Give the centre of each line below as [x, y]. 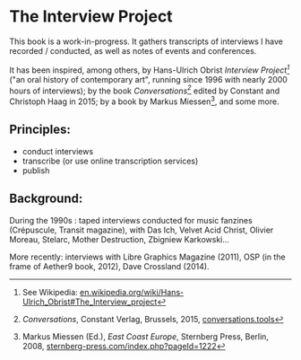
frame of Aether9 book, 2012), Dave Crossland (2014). [109, 266]
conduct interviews [58, 151]
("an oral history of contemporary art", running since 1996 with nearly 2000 [149, 79]
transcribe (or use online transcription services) [110, 161]
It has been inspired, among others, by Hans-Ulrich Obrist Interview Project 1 [150, 69]
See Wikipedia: [50, 292]
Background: [46, 199]
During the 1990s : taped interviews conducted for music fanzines [131, 220]
